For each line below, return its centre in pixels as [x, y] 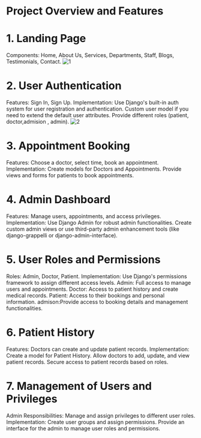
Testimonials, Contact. [34, 62]
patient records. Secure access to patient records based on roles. [87, 362]
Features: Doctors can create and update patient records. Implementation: [98, 349]
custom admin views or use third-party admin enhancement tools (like [93, 229]
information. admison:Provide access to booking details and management [97, 302]
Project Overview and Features [85, 11]
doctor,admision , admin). [38, 122]
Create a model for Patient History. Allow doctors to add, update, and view [98, 355]
